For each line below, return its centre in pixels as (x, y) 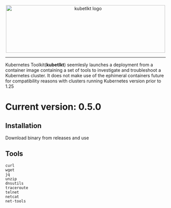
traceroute (17, 188)
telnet (12, 192)
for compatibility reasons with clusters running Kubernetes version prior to (83, 81)
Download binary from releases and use (47, 138)
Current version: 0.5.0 (53, 107)
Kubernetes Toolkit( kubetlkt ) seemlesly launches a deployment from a (79, 65)
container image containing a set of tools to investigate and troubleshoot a (83, 70)
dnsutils (15, 183)
